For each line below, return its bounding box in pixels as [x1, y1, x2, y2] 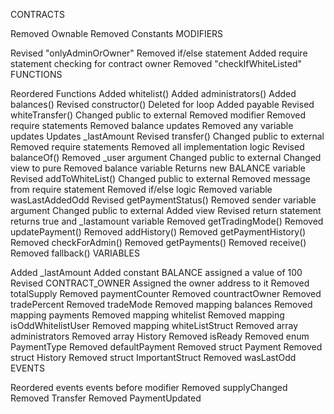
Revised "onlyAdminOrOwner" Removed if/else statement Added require [10, 47, 308, 59]
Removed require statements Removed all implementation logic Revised [10, 141, 305, 153]
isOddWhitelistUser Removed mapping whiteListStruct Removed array [10, 320, 299, 331]
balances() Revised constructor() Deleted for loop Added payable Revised [10, 99, 315, 110]
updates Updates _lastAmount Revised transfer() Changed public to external [10, 130, 325, 142]
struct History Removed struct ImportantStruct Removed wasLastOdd [10, 352, 297, 363]
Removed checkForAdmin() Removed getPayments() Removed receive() [10, 237, 307, 248]
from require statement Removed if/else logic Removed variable [10, 184, 273, 195]
